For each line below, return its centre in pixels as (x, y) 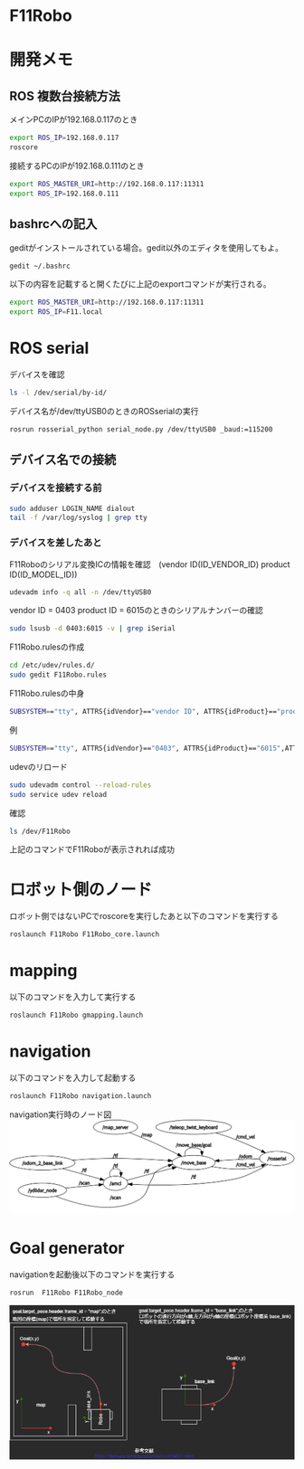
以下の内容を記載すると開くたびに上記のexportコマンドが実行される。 (140, 284)
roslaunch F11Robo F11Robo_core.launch (85, 934)
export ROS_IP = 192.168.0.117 (64, 138)
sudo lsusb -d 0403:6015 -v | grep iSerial (93, 629)
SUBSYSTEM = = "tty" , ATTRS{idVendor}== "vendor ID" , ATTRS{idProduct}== (143, 712)
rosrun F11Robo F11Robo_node (66, 1293)
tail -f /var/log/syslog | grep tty (78, 518)
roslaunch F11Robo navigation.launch (81, 1095)
